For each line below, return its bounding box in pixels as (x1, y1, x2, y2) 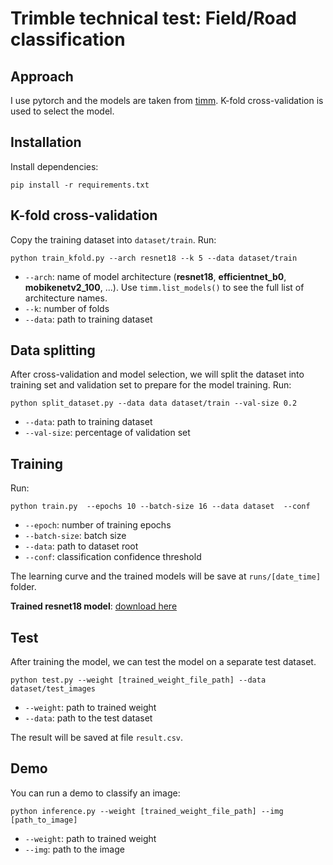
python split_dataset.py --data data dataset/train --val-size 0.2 (10, 398, 298, 409)
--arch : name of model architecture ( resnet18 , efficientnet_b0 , (24, 270, 287, 282)
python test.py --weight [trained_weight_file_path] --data (10, 675, 267, 686)
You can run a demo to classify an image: (10, 787, 181, 799)
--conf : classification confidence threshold (24, 551, 202, 563)
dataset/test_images (10, 684, 97, 694)
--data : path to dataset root (24, 540, 139, 552)
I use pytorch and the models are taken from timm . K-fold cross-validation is (10, 95, 324, 106)
